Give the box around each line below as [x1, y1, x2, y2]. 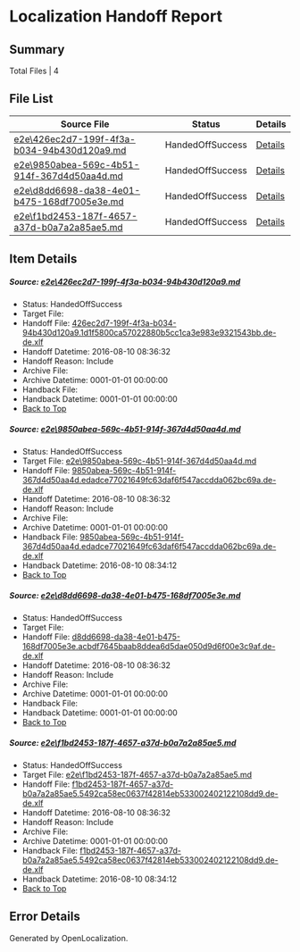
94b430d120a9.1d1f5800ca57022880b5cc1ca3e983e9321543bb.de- [21, 328, 277, 338]
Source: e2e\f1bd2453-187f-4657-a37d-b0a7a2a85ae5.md [9, 737, 237, 747]
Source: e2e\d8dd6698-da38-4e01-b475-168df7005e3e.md [9, 589, 241, 600]
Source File [60, 118, 110, 130]
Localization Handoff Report [9, 6, 223, 27]
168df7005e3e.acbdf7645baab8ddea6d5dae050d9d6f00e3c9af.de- [21, 641, 276, 652]
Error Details [9, 909, 80, 924]
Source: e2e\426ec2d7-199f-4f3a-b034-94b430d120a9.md [9, 276, 241, 287]
